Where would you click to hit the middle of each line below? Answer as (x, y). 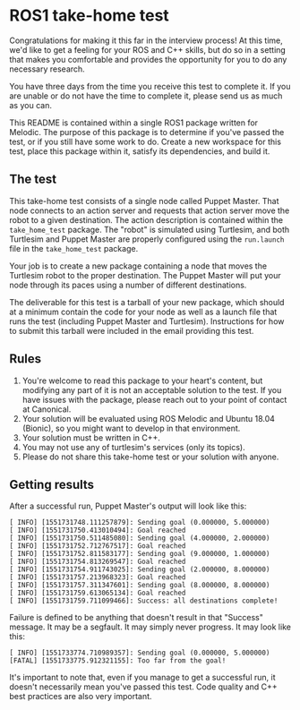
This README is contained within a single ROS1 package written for (133, 123)
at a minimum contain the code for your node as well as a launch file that (143, 312)
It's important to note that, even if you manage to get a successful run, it (142, 678)
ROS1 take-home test (90, 16)
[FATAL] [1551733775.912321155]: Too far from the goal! (118, 661)
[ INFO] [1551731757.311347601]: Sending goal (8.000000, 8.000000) (140, 586)
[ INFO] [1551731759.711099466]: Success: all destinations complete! (144, 601)
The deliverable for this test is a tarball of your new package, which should (147, 302)
